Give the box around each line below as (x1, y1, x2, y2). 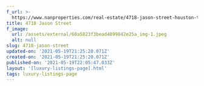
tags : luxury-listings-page (6, 71, 78, 77)
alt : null (12, 37, 36, 43)
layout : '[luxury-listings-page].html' (6, 65, 107, 71)
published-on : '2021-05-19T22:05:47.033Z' (6, 59, 115, 65)
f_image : (6, 25, 29, 32)
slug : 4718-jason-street (6, 43, 69, 49)
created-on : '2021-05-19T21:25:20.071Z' (6, 54, 110, 60)
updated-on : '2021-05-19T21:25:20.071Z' (6, 48, 110, 55)
